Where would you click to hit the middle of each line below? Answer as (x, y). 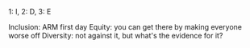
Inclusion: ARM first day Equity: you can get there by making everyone (125, 27)
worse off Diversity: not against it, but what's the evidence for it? (116, 36)
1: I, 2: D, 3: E (30, 12)
